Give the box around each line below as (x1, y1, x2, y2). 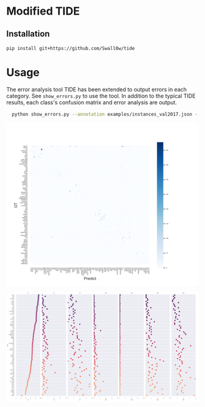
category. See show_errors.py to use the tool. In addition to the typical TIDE (6, 92, 196, 99)
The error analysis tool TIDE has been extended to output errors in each (6, 85, 187, 93)
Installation (6, 29, 50, 39)
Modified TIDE (6, 4, 81, 18)
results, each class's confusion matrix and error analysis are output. (6, 99, 177, 106)
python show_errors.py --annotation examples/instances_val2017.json (12, 111, 192, 117)
